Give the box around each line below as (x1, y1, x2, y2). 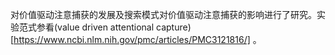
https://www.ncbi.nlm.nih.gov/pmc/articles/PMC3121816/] (13, 34, 251, 45)
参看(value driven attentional (36, 21, 155, 33)
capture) (156, 21, 192, 33)
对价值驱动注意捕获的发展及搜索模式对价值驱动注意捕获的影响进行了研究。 (10, 9, 317, 20)
